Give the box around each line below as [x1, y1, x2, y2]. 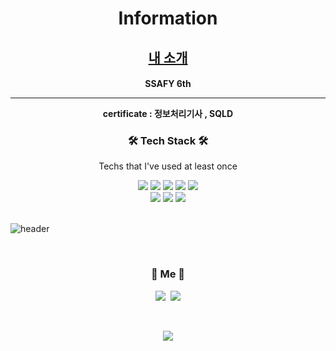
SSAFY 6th [144, 78, 192, 90]
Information [118, 7, 218, 30]
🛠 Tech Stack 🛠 [127, 134, 209, 148]
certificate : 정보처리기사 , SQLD [102, 108, 234, 120]
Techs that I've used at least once [98, 160, 238, 172]
